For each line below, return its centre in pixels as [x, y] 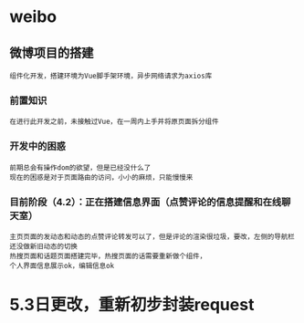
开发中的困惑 [38, 146]
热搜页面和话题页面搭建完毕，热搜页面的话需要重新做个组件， [108, 256]
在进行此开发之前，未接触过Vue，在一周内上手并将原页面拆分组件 [114, 122]
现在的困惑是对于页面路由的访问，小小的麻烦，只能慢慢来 [101, 177]
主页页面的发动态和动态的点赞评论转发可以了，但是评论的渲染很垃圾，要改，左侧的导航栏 [152, 236]
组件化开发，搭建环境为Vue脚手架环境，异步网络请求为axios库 [111, 76]
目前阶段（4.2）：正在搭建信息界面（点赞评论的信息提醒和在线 [146, 202]
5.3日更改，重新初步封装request [132, 305]
